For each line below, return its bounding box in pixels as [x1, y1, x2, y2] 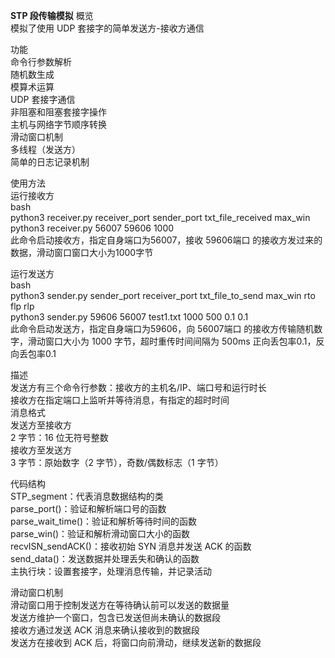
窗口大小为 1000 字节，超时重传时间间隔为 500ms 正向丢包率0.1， [44, 335, 317, 347]
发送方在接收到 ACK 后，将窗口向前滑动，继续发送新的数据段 [10, 637, 262, 648]
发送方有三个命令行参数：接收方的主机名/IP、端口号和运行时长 [10, 382, 267, 393]
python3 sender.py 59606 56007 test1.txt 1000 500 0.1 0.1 [10, 311, 249, 323]
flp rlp [10, 300, 35, 312]
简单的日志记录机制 [10, 156, 90, 168]
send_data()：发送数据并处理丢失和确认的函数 [10, 553, 200, 564]
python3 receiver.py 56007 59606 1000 [10, 222, 175, 234]
